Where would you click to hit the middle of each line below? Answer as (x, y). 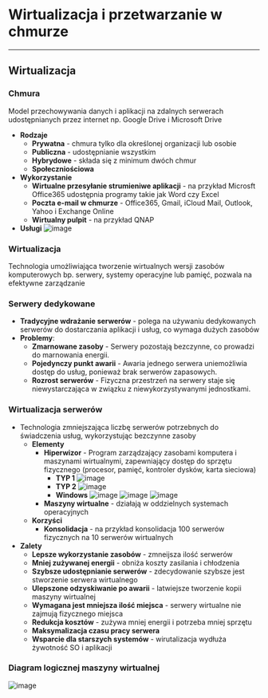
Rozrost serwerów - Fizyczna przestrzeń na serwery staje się (133, 381)
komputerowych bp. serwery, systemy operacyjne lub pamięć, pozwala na (130, 274)
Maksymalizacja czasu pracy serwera (96, 630)
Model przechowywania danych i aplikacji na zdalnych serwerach (116, 111)
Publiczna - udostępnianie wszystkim (94, 152)
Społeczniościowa (63, 168)
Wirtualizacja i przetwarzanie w (116, 15)
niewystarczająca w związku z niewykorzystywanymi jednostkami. (141, 389)
